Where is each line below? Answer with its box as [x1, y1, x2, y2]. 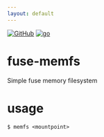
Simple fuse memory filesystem [7, 76, 98, 84]
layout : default [7, 10, 54, 17]
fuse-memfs [7, 53, 81, 69]
